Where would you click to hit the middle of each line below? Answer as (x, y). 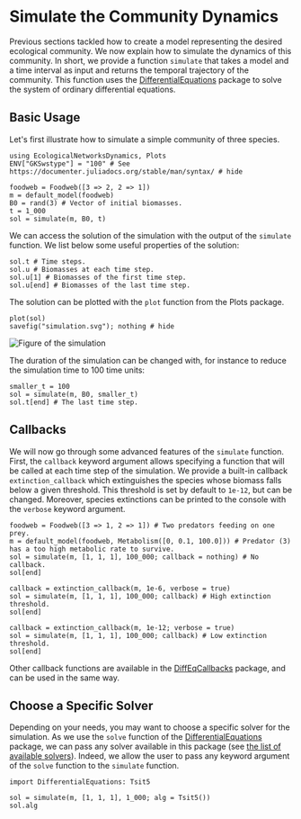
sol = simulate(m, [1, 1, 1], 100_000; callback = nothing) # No (134, 557)
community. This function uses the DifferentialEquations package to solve (146, 79)
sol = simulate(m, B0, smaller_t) (74, 394)
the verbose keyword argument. (67, 508)
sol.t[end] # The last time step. (74, 402)
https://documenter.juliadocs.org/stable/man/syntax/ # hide (126, 171)
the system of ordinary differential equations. (93, 89)
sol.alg (24, 806)
